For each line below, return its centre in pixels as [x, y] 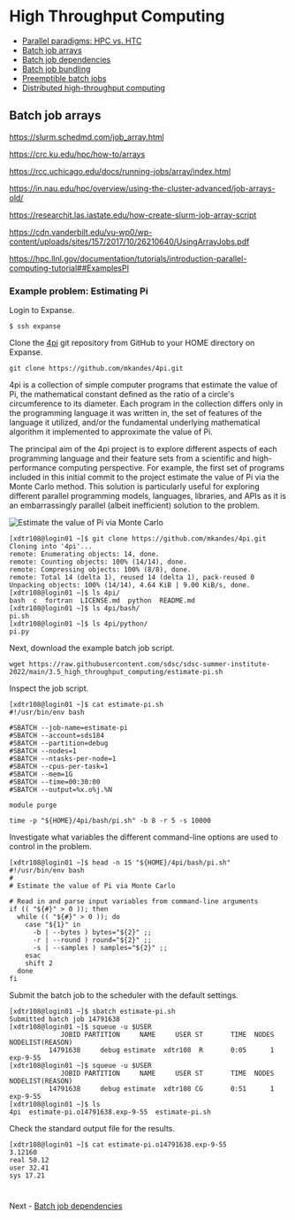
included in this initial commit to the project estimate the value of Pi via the [144, 477]
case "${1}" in [53, 925]
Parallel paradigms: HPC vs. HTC [82, 41]
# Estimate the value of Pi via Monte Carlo [92, 886]
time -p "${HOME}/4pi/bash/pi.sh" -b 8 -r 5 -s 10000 [110, 821]
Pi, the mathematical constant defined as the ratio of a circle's [122, 395]
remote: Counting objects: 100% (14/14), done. [98, 562]
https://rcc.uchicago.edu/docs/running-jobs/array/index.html [120, 171]
